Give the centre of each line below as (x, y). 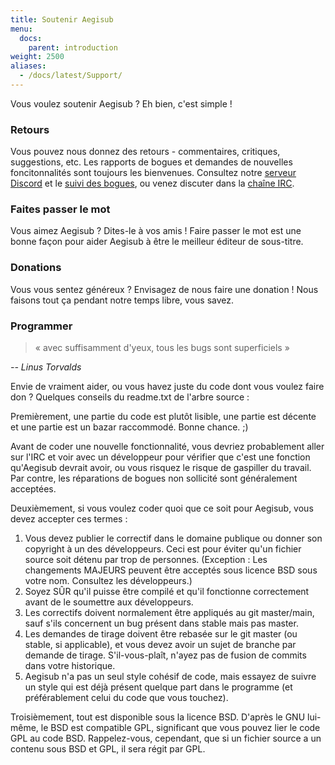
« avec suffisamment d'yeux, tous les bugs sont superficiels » (162, 348)
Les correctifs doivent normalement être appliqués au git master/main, (169, 613)
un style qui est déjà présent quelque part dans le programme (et (158, 687)
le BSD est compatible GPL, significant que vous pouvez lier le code (180, 728)
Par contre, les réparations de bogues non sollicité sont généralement (154, 478)
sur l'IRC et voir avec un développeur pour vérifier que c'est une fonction (160, 457)
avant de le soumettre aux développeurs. (109, 602)
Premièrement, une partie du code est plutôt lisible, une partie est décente (163, 417)
